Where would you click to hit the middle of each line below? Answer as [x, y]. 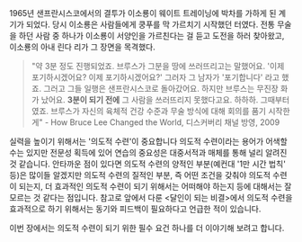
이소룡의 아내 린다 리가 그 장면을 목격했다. [82, 47]
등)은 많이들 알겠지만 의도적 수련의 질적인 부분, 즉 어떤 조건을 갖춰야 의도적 [140, 175]
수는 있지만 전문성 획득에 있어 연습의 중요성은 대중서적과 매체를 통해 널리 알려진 [148, 152]
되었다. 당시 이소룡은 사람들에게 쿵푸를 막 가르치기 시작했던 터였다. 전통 [151, 24]
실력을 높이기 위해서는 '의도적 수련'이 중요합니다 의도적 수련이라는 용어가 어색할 [148, 141]
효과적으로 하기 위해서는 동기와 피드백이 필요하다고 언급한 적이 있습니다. [135, 209]
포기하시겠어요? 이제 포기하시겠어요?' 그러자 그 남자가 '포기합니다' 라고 [155, 77]
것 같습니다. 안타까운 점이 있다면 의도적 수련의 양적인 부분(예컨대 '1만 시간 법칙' [147, 164]
